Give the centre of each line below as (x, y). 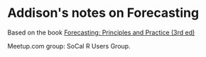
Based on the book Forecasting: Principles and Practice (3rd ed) (101, 32)
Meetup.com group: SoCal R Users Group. (69, 46)
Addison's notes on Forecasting (103, 13)
